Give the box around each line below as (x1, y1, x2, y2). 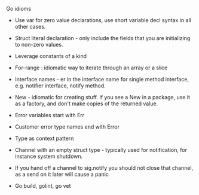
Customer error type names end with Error (14, 123, 120, 130)
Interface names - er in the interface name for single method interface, (14, 76, 189, 83)
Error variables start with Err (14, 112, 85, 118)
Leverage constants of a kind (14, 53, 87, 59)
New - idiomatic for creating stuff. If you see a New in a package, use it (14, 94, 190, 100)
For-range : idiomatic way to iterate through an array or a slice (14, 64, 168, 71)
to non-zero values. (14, 41, 63, 48)
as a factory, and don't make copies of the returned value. (14, 100, 158, 107)
